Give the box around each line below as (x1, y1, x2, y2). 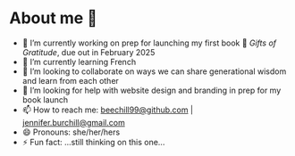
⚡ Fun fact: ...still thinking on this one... (21, 136, 165, 147)
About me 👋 (9, 8, 98, 29)
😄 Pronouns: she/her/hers (21, 127, 121, 137)
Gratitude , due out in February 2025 (21, 46, 156, 57)
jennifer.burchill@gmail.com (21, 117, 125, 127)
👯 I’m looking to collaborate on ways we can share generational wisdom (21, 66, 287, 77)
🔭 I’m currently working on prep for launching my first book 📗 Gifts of (21, 37, 277, 48)
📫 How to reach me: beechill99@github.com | (21, 104, 194, 115)
